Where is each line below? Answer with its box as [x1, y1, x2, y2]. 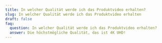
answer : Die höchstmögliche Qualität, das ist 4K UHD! [9, 30, 126, 35]
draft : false [5, 16, 32, 21]
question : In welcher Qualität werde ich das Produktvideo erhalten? [9, 26, 157, 31]
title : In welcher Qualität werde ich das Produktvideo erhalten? [5, 7, 146, 12]
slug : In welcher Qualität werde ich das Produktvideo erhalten [5, 12, 142, 17]
